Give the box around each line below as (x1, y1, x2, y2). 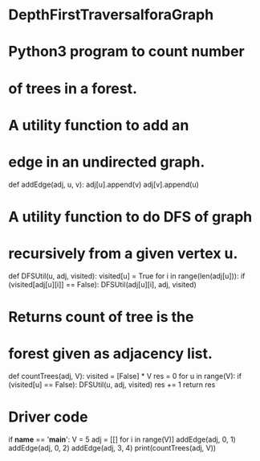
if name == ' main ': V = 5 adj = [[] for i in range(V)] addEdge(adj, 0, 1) (8, 434, 237, 444)
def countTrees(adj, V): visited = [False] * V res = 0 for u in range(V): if (8, 371, 242, 381)
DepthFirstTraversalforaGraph (8, 6, 214, 24)
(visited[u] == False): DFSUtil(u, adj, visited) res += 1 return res (8, 380, 216, 389)
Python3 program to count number (8, 43, 245, 61)
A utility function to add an (8, 116, 189, 134)
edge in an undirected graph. (8, 153, 205, 171)
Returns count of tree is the (8, 308, 194, 326)
